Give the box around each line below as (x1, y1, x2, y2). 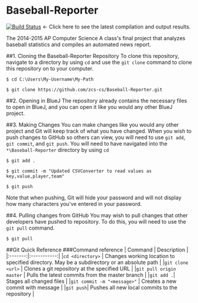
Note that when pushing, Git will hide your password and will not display (6, 194, 182, 201)
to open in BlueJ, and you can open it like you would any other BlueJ (6, 103, 173, 110)
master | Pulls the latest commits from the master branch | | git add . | (6, 271, 176, 278)
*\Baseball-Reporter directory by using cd (6, 146, 109, 153)
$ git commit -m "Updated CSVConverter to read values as (6, 168, 152, 174)
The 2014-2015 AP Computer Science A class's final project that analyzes (6, 34, 186, 41)
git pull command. (6, 224, 55, 231)
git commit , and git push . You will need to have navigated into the (6, 140, 167, 147)
